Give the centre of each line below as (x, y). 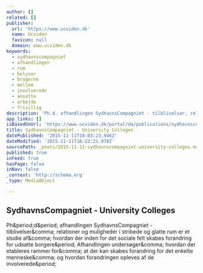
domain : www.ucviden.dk (41, 46)
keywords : (19, 51)
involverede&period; (31, 263)
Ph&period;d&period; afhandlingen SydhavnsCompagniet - (79, 225)
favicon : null (29, 40)
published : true (27, 153)
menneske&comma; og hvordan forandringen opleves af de (80, 257)
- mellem (23, 85)
